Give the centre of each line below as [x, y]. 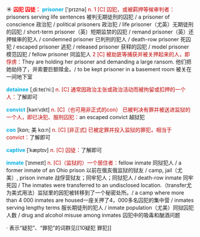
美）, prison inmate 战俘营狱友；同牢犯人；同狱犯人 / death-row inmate [94, 178]
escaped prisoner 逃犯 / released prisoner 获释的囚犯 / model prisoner [102, 47]
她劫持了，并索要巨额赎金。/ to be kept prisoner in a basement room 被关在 [99, 69]
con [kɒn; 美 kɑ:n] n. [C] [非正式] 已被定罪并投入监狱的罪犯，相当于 [89, 130]
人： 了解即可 [22, 97]
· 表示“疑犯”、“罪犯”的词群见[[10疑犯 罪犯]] [59, 228]
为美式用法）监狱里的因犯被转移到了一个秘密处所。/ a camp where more [95, 193]
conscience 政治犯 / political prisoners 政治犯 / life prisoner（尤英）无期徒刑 [100, 24]
